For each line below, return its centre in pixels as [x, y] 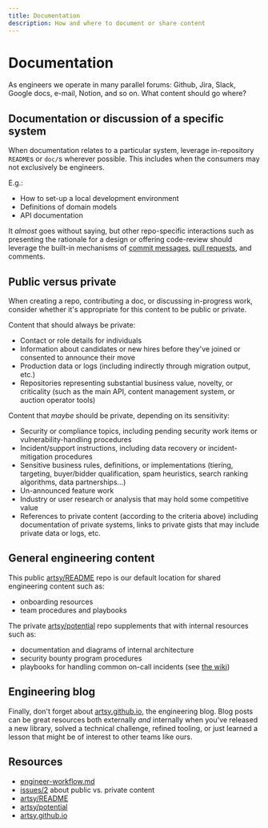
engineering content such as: [56, 586]
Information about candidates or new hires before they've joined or [130, 349]
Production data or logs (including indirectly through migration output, [135, 366]
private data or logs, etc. [60, 533]
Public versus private [62, 281]
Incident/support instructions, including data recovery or [113, 448]
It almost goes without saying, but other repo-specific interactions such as [131, 231]
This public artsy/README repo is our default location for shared [115, 577]
